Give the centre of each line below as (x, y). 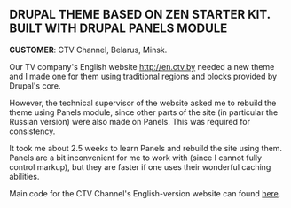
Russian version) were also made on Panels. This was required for (130, 121)
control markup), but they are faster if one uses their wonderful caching (140, 166)
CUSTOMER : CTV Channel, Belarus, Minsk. (88, 50)
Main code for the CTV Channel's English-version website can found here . (145, 193)
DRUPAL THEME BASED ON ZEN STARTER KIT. (140, 15)
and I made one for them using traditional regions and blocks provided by (143, 76)
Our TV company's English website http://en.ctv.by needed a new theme (142, 66)
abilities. (24, 176)
